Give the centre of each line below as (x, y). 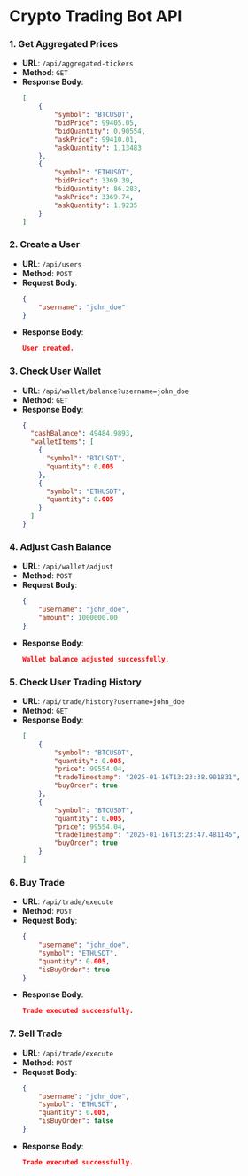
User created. (48, 348)
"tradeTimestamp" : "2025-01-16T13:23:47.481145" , (147, 835)
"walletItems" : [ (62, 442)
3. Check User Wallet (55, 371)
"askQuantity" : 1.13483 (98, 148)
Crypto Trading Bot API (96, 16)
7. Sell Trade (36, 1033)
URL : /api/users (52, 264)
